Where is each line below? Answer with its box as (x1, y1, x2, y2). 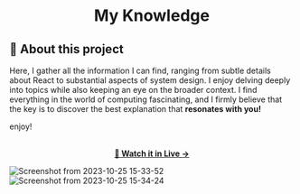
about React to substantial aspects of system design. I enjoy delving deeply (9, 75, 291, 86)
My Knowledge (93, 5, 211, 26)
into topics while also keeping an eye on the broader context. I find (9, 85, 258, 95)
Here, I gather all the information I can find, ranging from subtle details (9, 65, 271, 76)
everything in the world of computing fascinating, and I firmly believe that (9, 94, 283, 105)
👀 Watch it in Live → (114, 148, 190, 159)
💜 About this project (9, 42, 124, 57)
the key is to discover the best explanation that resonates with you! (9, 104, 262, 114)
